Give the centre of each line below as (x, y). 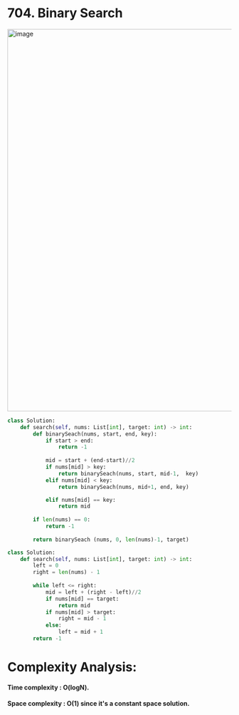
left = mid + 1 (80, 632)
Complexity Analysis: (72, 667)
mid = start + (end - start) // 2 (90, 461)
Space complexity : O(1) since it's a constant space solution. (99, 704)
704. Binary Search (65, 13)
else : (53, 625)
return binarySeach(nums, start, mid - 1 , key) (128, 473)
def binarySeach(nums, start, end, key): (95, 434)
